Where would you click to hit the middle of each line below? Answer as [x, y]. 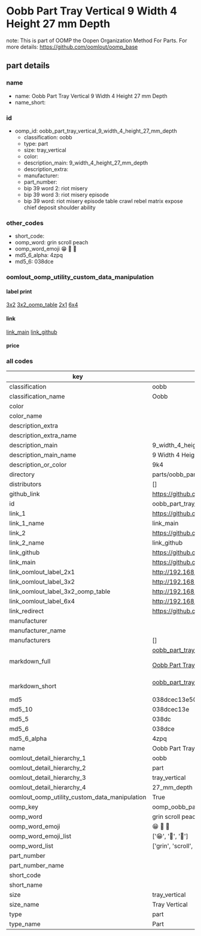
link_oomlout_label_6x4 [42, 602]
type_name [25, 924]
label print [19, 291]
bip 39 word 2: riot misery [56, 188]
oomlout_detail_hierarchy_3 [48, 777]
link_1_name [27, 524]
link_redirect [27, 611]
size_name [24, 905]
